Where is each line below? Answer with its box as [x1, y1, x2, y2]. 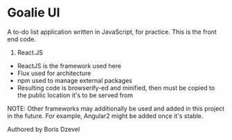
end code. [7, 34, 37, 43]
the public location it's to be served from [17, 91, 134, 99]
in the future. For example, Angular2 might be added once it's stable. [7, 112, 204, 120]
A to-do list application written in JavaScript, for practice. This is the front [7, 28, 217, 36]
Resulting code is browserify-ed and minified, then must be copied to [17, 83, 215, 92]
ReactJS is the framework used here [17, 61, 122, 70]
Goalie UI [7, 5, 60, 21]
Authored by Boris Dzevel [7, 125, 80, 133]
